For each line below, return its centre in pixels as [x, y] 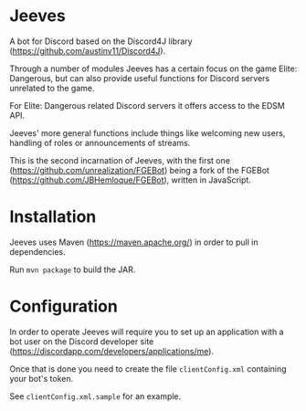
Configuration [64, 306]
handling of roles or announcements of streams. [100, 142]
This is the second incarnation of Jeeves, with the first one [120, 160]
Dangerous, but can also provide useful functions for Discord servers [140, 78]
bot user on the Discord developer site [82, 341]
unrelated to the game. [52, 88]
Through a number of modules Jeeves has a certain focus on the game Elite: [153, 68]
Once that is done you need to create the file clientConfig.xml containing [148, 369]
